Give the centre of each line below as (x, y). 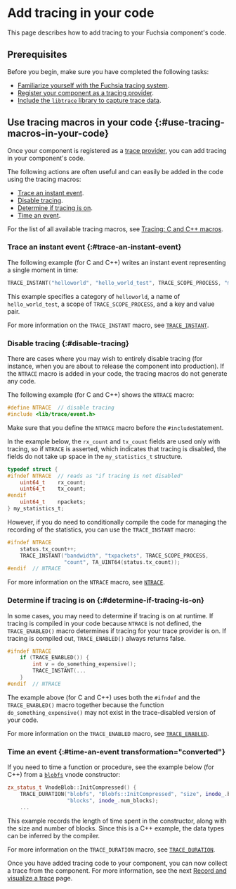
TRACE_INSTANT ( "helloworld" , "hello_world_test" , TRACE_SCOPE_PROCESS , (114, 283)
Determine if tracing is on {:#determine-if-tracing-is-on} (106, 601)
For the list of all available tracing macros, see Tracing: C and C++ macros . (115, 229)
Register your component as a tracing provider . (86, 92)
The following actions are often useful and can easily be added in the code (115, 171)
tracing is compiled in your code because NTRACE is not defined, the (105, 623)
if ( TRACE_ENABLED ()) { (55, 658)
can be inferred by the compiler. (54, 835)
